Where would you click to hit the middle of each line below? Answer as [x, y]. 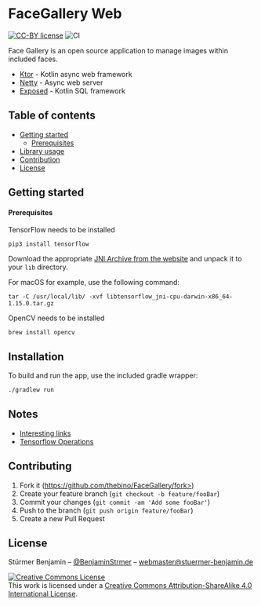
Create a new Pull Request [62, 518]
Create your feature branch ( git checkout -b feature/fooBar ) [120, 493]
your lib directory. [38, 267]
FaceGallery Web [65, 14]
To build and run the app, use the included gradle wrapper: [103, 376]
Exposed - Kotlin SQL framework [72, 90]
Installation [36, 357]
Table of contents [52, 116]
